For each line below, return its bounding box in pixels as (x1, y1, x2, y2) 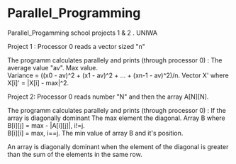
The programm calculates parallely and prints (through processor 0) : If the (7, 106, 227, 114)
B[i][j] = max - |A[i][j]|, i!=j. (7, 121, 85, 129)
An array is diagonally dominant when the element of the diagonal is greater (7, 142, 229, 151)
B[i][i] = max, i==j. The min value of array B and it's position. (7, 129, 184, 137)
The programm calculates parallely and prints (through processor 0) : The (7, 55, 223, 65)
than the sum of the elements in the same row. (7, 150, 143, 158)
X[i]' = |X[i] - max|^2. (7, 78, 69, 87)
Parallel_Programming (7, 5, 141, 21)
